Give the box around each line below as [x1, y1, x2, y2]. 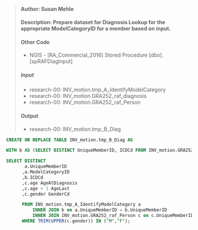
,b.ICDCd [21, 175, 44, 180]
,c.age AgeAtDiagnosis [21, 180, 78, 186]
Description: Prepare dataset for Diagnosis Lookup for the [20, 19, 166, 26]
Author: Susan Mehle [20, 5, 74, 12]
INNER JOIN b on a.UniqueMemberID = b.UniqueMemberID [32, 207, 167, 213]
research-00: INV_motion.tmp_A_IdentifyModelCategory [29, 86, 166, 93]
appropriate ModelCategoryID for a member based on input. [20, 25, 171, 32]
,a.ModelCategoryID [21, 169, 70, 175]
